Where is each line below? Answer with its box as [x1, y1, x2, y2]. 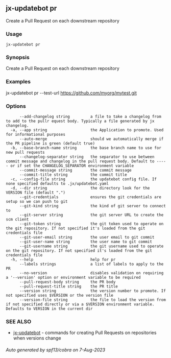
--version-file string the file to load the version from [19, 297, 166, 302]
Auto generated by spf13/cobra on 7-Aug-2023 [6, 347, 106, 353]
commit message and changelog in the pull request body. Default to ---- [6, 159, 166, 164]
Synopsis [6, 54, 30, 61]
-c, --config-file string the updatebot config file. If [10, 177, 157, 182]
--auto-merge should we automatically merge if [19, 136, 164, 141]
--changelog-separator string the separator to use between [19, 154, 155, 159]
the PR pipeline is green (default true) [6, 141, 95, 146]
